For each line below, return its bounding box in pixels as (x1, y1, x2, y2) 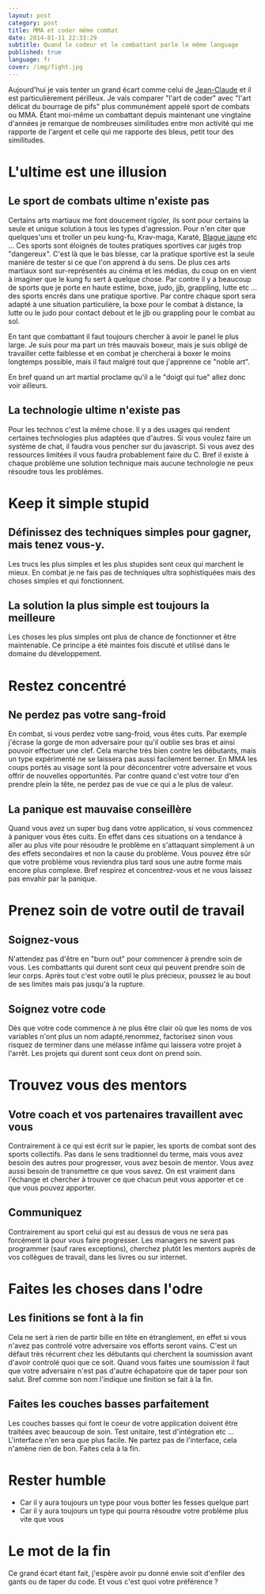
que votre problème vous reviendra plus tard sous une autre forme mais (8, 857, 243, 867)
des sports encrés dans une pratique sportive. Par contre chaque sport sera (8, 290, 256, 301)
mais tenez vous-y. (8, 538, 105, 552)
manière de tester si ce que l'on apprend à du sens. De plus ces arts (8, 257, 231, 267)
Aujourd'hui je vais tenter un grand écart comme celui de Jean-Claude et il (8, 85, 252, 94)
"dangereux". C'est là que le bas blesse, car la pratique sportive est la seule (8, 249, 256, 258)
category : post (8, 19, 59, 27)
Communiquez (8, 1206, 83, 1220)
